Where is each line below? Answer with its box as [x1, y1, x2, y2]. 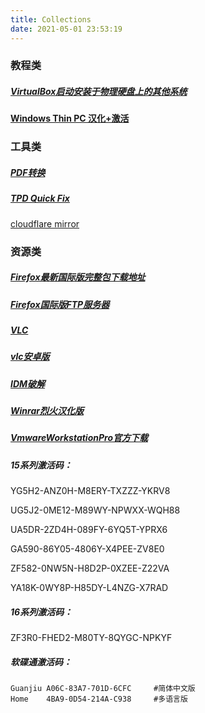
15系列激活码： [10, 459, 73, 471]
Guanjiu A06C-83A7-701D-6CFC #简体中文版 [10, 684, 196, 694]
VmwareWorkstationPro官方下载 [10, 432, 149, 444]
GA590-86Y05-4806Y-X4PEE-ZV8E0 [10, 543, 165, 555]
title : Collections [10, 14, 92, 25]
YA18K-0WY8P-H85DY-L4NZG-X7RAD [10, 582, 169, 594]
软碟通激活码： [10, 656, 72, 668]
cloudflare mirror [10, 217, 80, 230]
